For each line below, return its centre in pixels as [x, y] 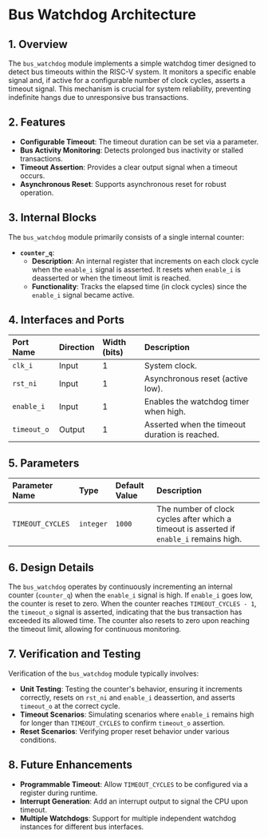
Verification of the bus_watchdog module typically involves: [104, 673]
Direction [77, 348]
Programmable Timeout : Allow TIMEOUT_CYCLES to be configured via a [134, 784]
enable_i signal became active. [83, 295]
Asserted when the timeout [195, 425]
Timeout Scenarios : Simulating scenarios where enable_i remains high [137, 714]
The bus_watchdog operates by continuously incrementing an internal [120, 587]
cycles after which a [194, 519]
